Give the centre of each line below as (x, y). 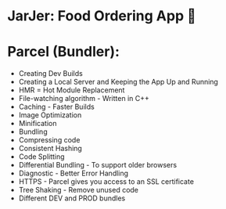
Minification (38, 124)
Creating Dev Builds (50, 74)
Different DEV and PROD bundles (72, 198)
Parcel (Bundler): (64, 52)
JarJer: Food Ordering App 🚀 (102, 16)
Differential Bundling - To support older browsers (98, 165)
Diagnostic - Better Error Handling (74, 173)
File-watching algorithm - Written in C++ (84, 99)
